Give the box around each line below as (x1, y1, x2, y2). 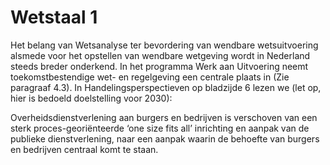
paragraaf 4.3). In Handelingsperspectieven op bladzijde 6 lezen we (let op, (10, 81, 322, 93)
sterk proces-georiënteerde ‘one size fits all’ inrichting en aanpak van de (10, 122, 310, 134)
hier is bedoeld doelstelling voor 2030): (10, 92, 173, 104)
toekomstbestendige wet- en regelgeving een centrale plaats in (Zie (10, 71, 290, 83)
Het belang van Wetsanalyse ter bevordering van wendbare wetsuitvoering (10, 39, 319, 51)
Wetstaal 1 (10, 6, 98, 29)
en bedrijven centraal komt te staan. (10, 143, 159, 155)
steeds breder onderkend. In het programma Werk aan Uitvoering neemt (10, 60, 309, 72)
